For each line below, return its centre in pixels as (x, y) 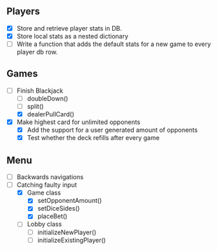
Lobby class (44, 224)
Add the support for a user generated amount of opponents (112, 130)
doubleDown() (48, 98)
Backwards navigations (50, 177)
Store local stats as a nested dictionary (72, 36)
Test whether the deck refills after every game (93, 138)
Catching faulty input (47, 185)
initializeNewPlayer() (67, 232)
